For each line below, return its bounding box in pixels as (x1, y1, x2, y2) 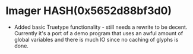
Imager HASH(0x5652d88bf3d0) (5, 4, 172, 18)
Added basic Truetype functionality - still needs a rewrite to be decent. (14, 23, 188, 31)
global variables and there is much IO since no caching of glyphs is (14, 36, 179, 43)
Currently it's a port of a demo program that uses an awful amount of (14, 29, 183, 36)
